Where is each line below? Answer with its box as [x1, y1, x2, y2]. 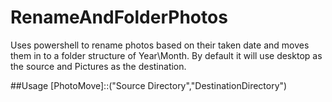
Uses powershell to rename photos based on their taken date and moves [10, 39, 310, 51]
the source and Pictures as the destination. [10, 60, 187, 72]
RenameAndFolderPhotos [10, 6, 228, 29]
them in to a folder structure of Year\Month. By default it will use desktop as [10, 49, 323, 61]
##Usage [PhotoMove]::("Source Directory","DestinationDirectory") [10, 79, 288, 91]
